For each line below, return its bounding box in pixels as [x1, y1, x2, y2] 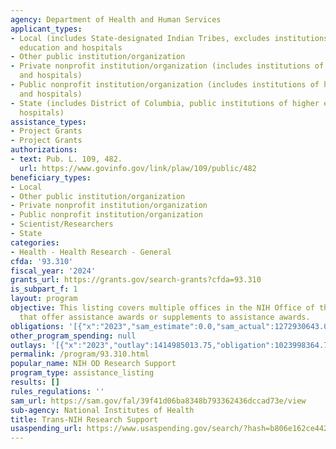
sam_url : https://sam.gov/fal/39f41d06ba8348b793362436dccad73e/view [10, 396, 307, 406]
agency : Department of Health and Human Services [10, 14, 222, 25]
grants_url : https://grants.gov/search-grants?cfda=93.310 [10, 275, 262, 285]
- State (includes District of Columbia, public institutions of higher [10, 98, 320, 108]
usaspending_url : [10, 424, 83, 434]
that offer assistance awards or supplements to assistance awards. [19, 312, 311, 322]
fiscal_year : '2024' [10, 266, 97, 276]
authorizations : [10, 145, 78, 155]
